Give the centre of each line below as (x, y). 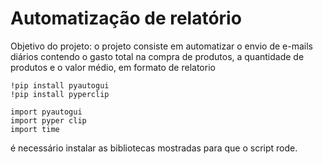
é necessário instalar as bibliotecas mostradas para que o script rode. (154, 148)
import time (35, 129)
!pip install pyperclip (60, 94)
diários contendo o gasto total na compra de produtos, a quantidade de (157, 56)
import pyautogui (46, 112)
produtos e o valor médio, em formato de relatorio (113, 67)
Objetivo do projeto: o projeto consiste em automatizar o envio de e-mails (161, 46)
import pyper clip (48, 120)
